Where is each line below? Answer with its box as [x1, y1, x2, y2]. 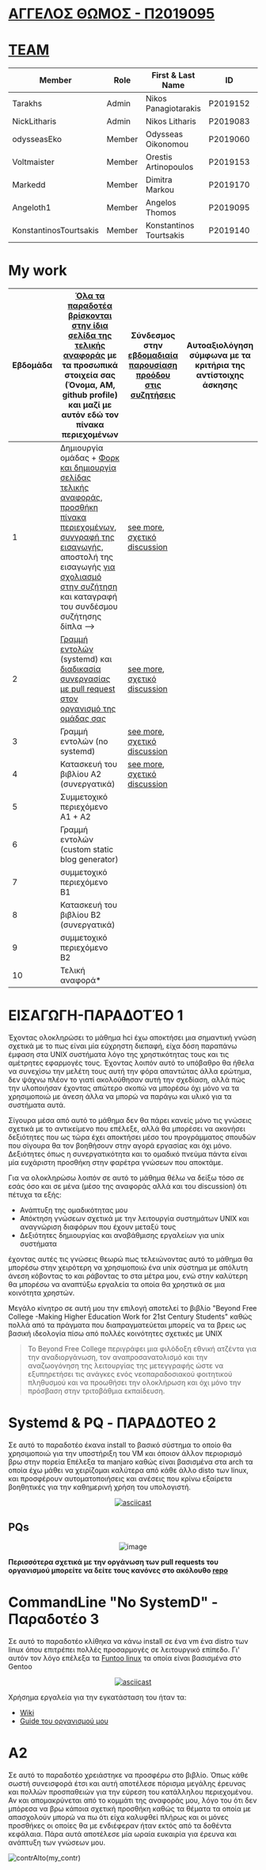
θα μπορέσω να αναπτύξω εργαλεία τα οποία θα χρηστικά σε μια [8, 1280, 226, 1289]
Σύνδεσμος [131, 330, 176, 341]
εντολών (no [59, 736, 108, 747]
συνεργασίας [59, 673, 111, 684]
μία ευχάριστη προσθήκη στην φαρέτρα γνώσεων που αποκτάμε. [8, 1158, 224, 1167]
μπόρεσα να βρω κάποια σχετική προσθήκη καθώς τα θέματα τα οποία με [8, 1803, 252, 1813]
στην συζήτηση [59, 581, 118, 592]
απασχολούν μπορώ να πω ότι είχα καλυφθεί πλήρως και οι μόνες [8, 1812, 230, 1822]
